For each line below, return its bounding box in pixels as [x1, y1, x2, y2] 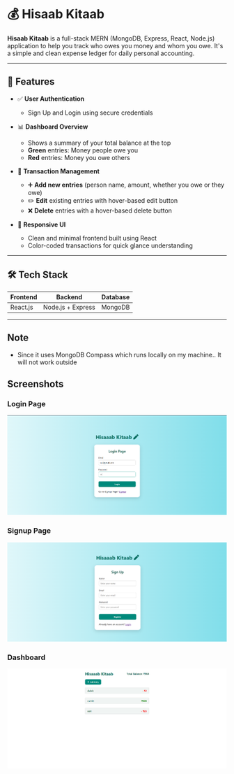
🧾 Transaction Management [17, 166, 100, 175]
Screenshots [7, 378, 64, 390]
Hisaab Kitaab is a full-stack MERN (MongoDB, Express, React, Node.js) [7, 34, 215, 43]
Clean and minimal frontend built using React [27, 234, 157, 242]
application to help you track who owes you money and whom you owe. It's [7, 41, 224, 50]
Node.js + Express [42, 303, 95, 312]
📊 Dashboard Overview [17, 122, 88, 131]
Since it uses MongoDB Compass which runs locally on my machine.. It [17, 350, 221, 359]
